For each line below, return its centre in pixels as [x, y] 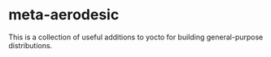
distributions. [31, 45]
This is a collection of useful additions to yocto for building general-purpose [136, 37]
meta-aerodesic [64, 15]
